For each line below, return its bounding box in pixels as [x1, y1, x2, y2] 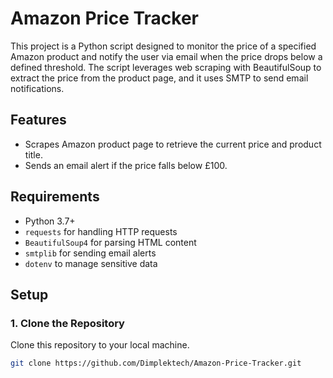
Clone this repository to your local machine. [10, 339, 190, 351]
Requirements [10, 188, 100, 206]
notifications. [10, 82, 65, 94]
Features [10, 112, 67, 129]
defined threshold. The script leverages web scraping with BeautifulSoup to [10, 61, 322, 73]
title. [24, 148, 43, 161]
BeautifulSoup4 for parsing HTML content [24, 236, 197, 248]
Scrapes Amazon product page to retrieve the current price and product [24, 138, 322, 150]
